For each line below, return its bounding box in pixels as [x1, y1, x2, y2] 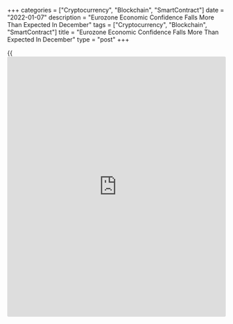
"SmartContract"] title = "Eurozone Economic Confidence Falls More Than [7, 28, 219, 36]
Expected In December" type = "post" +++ [7, 35, 130, 44]
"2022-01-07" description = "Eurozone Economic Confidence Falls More [7, 13, 215, 22]
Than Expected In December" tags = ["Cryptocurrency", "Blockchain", [7, 21, 207, 28]
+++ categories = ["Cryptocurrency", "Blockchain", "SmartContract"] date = [7, 6, 225, 14]
